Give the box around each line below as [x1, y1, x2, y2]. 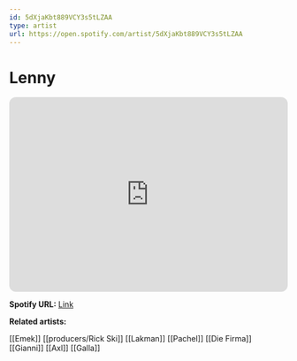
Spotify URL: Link [9, 299, 74, 310]
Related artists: [9, 316, 67, 327]
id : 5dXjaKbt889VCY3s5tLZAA [9, 12, 113, 22]
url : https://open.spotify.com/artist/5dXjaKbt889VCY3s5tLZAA [9, 29, 243, 38]
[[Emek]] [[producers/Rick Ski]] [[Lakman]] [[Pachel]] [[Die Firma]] [9, 334, 252, 344]
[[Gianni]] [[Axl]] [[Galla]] [9, 342, 101, 354]
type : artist [9, 21, 57, 30]
